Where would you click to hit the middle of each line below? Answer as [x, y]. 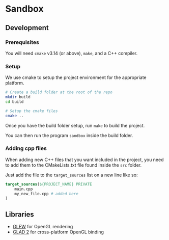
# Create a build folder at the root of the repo [59, 92]
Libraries [20, 214]
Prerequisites [22, 42]
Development [27, 28]
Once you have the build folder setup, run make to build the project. [75, 125]
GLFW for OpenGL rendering [43, 227]
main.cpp [24, 189]
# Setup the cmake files [32, 111]
